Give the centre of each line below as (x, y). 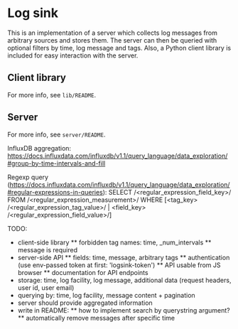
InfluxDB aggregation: (39, 148)
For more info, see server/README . (56, 134)
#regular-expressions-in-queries (55, 192)
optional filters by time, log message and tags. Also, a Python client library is (119, 48)
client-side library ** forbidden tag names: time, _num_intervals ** (114, 242)
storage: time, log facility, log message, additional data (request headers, (124, 280)
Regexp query (28, 177)
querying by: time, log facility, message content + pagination (106, 295)
